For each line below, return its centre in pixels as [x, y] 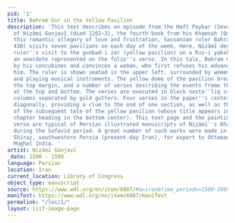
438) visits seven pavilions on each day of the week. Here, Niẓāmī [115, 46]
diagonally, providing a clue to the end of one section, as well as [117, 105]
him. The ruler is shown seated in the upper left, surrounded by [112, 72]
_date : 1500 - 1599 [36, 157]
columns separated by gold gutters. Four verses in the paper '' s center [122, 99]
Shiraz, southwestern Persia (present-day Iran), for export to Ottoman [122, 137]
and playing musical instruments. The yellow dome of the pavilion [114, 79]
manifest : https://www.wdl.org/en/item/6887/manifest [87, 196]
